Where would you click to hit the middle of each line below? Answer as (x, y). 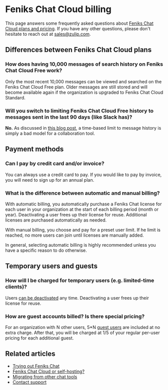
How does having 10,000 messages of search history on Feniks (84, 64)
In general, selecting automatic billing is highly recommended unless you (80, 245)
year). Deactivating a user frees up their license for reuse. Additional (76, 214)
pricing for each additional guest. (39, 338)
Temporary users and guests (52, 266)
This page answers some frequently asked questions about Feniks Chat (79, 23)
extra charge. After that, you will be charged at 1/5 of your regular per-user (82, 332)
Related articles (30, 354)
